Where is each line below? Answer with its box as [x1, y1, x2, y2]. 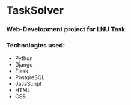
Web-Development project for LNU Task [6, 25, 126, 34]
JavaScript [14, 80, 42, 88]
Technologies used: [6, 41, 65, 50]
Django [14, 61, 33, 68]
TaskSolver [6, 4, 64, 17]
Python [14, 55, 33, 62]
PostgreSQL [14, 74, 45, 81]
